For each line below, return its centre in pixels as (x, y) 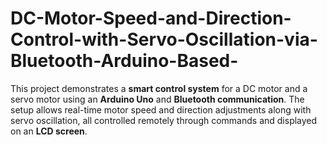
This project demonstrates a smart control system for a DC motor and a (159, 88)
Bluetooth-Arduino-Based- (124, 61)
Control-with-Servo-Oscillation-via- (164, 39)
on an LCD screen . (49, 131)
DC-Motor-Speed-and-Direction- (151, 18)
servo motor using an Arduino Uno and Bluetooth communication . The (157, 99)
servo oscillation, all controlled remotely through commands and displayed (164, 120)
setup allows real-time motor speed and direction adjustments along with (161, 109)
